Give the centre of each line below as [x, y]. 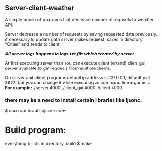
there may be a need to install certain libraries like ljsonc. [73, 100]
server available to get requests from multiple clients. [58, 68]
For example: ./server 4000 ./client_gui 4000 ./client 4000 [64, 88]
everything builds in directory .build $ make [49, 144]
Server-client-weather [40, 8]
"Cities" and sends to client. [33, 44]
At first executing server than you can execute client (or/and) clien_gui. [76, 63]
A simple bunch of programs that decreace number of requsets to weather [80, 19]
